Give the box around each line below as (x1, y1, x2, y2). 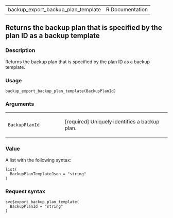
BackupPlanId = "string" (10, 204, 63, 209)
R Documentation (106, 6, 148, 13)
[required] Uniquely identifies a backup (64, 118, 160, 125)
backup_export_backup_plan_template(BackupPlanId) (5, 88, 116, 94)
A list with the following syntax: (5, 157, 72, 163)
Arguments (5, 100, 34, 107)
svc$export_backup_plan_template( (5, 199, 80, 205)
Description (5, 47, 36, 54)
